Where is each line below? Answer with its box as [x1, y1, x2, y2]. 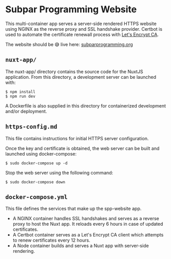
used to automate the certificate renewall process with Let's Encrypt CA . [5, 31, 159, 37]
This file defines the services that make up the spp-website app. [5, 206, 142, 212]
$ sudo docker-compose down [5, 179, 66, 185]
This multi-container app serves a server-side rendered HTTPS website [5, 20, 157, 27]
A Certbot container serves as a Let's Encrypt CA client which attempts [12, 232, 164, 238]
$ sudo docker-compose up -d [5, 160, 68, 166]
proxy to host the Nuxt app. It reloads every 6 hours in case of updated [12, 221, 163, 227]
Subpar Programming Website [5, 4, 137, 15]
